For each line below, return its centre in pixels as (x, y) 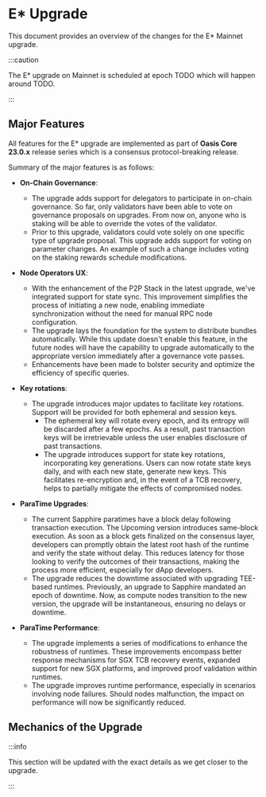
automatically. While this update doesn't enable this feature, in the (140, 338)
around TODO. (32, 84)
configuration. (54, 322)
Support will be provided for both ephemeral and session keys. (134, 412)
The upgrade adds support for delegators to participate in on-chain (142, 198)
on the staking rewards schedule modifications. (109, 257)
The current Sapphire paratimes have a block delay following (131, 519)
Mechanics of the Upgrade (75, 727)
